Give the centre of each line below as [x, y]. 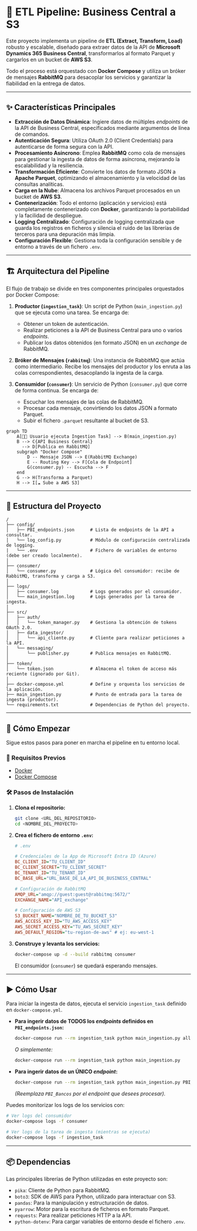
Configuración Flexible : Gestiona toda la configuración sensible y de [98, 240]
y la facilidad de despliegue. [49, 215]
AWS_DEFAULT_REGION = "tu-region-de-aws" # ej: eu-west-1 [84, 932]
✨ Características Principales [61, 107]
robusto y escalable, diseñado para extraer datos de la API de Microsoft [93, 47]
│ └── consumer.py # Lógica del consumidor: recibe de [93, 571]
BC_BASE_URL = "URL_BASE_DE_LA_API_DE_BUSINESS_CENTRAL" [83, 878]
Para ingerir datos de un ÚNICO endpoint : [66, 1072]
